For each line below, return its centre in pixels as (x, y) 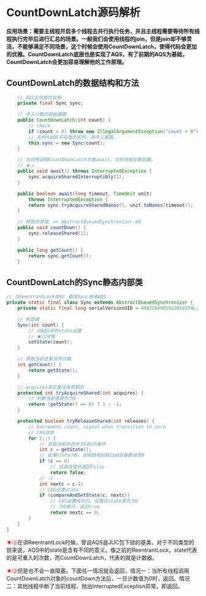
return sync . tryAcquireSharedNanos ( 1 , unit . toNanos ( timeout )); (111, 205)
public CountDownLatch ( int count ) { (64, 120)
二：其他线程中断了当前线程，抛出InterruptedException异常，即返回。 (95, 586)
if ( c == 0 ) (54, 461)
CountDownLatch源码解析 (74, 13)
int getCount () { (40, 365)
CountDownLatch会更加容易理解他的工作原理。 (67, 61)
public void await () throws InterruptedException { (85, 171)
